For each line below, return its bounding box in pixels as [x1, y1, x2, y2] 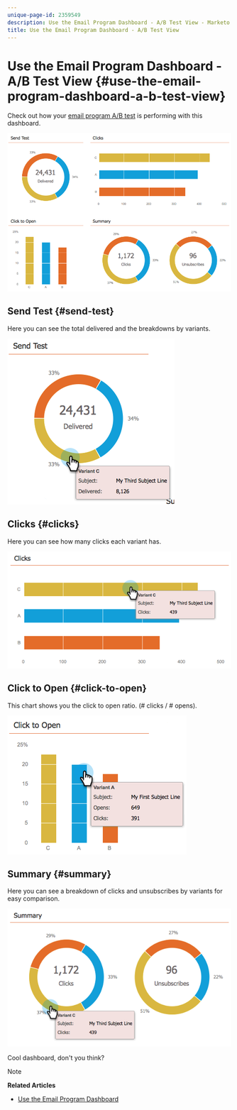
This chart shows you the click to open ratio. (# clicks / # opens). [7, 701, 197, 710]
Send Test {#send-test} [7, 305, 115, 317]
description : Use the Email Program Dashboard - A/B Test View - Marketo [7, 18, 231, 26]
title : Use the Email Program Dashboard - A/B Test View [7, 26, 180, 33]
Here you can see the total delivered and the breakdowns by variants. [7, 324, 211, 333]
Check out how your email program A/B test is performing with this [7, 111, 203, 120]
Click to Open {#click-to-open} [7, 682, 147, 695]
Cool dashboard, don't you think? [7, 1053, 105, 1062]
